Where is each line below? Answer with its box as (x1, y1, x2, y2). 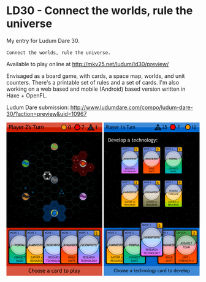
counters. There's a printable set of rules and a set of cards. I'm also (6, 78, 180, 86)
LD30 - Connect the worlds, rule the (6, 4, 193, 18)
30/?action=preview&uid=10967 (6, 110, 87, 117)
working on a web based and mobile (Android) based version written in (6, 85, 186, 93)
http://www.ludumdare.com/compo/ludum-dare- (70, 104, 193, 111)
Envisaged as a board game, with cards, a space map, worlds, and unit (6, 72, 185, 80)
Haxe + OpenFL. (6, 91, 48, 99)
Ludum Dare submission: (6, 104, 69, 111)
